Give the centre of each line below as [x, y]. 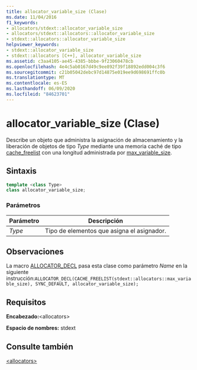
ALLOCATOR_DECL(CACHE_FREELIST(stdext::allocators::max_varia [113, 279]
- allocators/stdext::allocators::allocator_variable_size [80, 34]
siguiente [17, 272]
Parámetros [23, 205]
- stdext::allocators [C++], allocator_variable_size [74, 56]
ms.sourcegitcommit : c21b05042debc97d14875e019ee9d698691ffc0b [86, 72]
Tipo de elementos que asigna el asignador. [106, 230]
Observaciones [35, 251]
